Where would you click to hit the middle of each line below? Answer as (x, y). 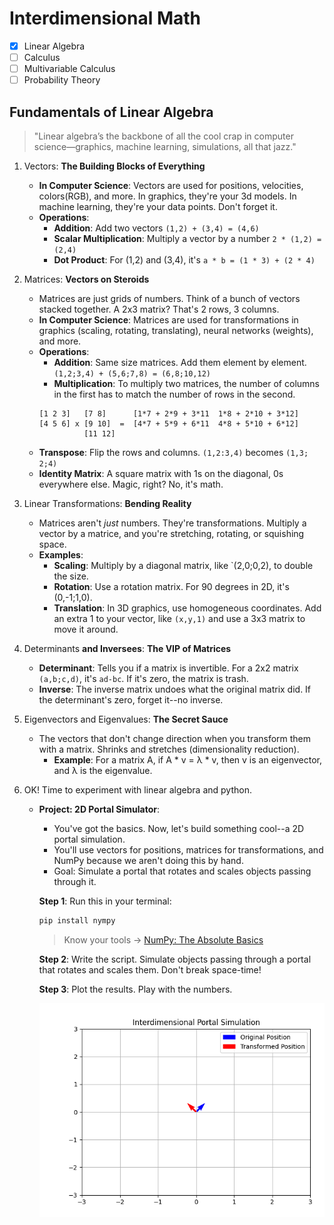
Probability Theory (62, 80)
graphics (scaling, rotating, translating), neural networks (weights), (176, 330)
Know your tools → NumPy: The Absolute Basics (163, 939)
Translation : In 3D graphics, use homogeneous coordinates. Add (187, 608)
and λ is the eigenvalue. (103, 770)
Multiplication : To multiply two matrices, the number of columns (186, 383)
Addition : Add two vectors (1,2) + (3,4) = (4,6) (156, 228)
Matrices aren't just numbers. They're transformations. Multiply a (172, 523)
